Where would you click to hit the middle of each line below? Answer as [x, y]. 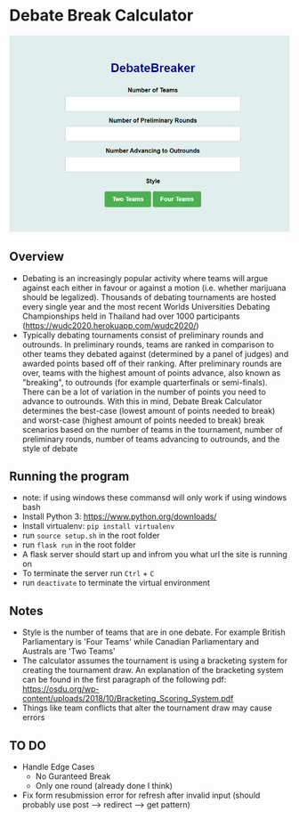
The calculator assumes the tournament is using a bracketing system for [155, 661]
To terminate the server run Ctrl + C [88, 573]
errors [33, 718]
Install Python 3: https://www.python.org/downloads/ [119, 516]
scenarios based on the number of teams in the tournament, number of [152, 429]
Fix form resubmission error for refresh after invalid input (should [141, 795]
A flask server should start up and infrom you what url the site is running [154, 555]
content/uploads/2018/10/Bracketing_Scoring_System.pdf [128, 699]
